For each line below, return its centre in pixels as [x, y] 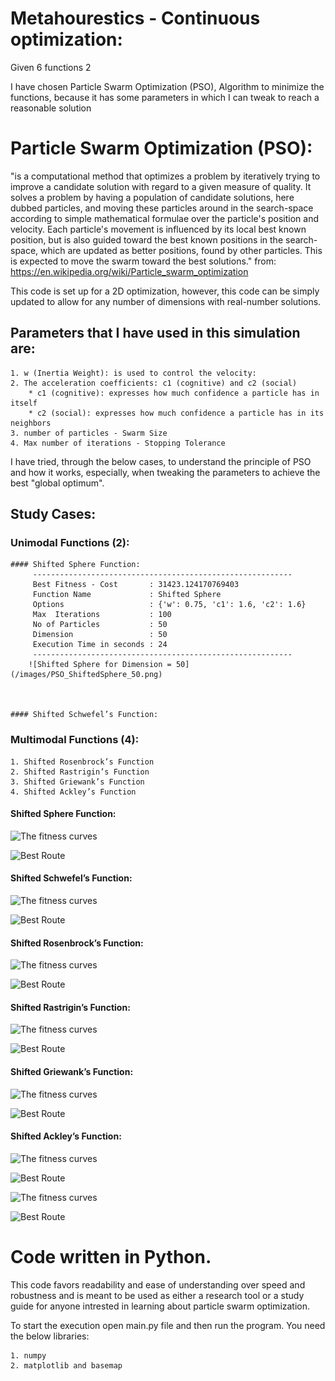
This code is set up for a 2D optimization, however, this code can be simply [165, 291]
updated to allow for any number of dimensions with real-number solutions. [166, 301]
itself [24, 403]
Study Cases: [53, 514]
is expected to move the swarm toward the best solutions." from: [143, 261]
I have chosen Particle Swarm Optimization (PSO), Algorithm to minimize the [167, 86]
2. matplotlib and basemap [66, 1365]
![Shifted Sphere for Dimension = [100, 665]
